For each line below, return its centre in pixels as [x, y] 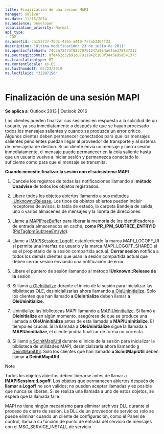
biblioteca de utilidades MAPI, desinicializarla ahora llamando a [76, 346]
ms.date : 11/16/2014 [26, 19]
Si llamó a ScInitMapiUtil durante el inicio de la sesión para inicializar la [83, 341]
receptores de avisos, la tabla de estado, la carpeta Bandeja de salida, [83, 206]
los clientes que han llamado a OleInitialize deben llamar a [71, 296]
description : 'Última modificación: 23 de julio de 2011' [65, 46]
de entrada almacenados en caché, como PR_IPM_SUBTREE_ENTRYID [84, 226]
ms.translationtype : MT [29, 60]
